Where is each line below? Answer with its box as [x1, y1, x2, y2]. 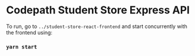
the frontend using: [6, 29, 53, 36]
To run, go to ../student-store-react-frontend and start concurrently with [6, 23, 187, 30]
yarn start [6, 43, 37, 50]
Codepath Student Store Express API [6, 3, 190, 17]
